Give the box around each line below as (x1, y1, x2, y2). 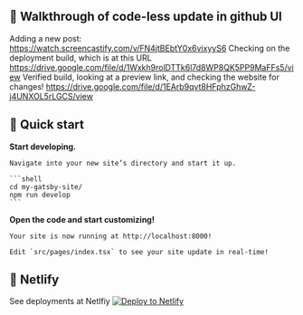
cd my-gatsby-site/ (9, 182, 83, 191)
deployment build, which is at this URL (9, 52, 152, 63)
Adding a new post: (9, 33, 82, 43)
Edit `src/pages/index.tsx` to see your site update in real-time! (9, 247, 270, 256)
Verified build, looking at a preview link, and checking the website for (22, 72, 280, 82)
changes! (9, 81, 44, 91)
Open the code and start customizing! (9, 214, 156, 224)
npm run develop (9, 190, 71, 199)
